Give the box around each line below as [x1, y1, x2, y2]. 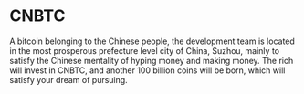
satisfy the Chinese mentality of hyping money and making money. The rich [9, 55, 294, 66]
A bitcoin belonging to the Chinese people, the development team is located [9, 36, 295, 47]
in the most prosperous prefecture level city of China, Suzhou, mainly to [9, 45, 280, 56]
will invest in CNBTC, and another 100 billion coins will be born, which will [9, 65, 286, 76]
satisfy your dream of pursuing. [9, 74, 128, 85]
